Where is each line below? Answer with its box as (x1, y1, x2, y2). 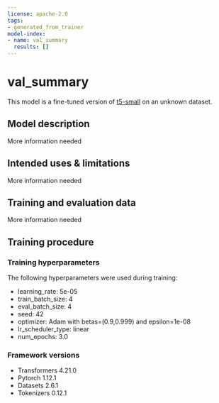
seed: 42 (17, 310, 44, 319)
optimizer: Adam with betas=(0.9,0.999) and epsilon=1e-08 (17, 317, 191, 326)
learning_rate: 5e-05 (17, 287, 78, 296)
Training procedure (7, 236, 94, 248)
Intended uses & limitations (7, 158, 130, 170)
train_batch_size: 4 (17, 295, 73, 304)
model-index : (7, 30, 46, 38)
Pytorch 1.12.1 (17, 374, 57, 382)
